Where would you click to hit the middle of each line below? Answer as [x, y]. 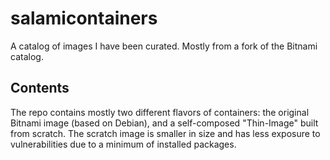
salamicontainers [84, 18]
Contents [40, 88]
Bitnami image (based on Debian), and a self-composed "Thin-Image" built [164, 123]
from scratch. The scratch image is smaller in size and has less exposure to [165, 133]
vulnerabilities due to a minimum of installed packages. [123, 144]
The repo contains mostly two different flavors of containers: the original [160, 112]
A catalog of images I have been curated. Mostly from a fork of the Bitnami [164, 46]
